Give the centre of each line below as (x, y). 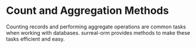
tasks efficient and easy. (36, 39)
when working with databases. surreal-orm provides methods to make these (98, 32)
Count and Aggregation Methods (87, 11)
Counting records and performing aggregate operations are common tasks (96, 27)
